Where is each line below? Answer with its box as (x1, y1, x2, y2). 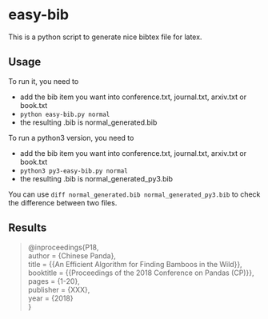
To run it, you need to (8, 76, 79, 86)
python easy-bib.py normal (19, 110, 110, 118)
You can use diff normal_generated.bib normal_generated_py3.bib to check (8, 189, 261, 199)
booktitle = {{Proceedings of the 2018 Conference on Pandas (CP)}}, (27, 268, 254, 277)
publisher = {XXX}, (27, 285, 90, 294)
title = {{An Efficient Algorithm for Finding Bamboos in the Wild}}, (27, 259, 242, 269)
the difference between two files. (8, 197, 118, 207)
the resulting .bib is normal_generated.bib (19, 118, 158, 127)
